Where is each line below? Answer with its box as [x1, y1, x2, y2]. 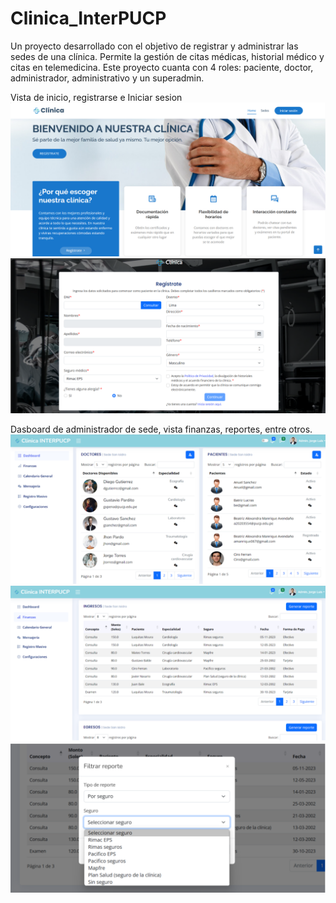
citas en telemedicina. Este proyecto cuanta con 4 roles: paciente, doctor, [10, 61, 314, 73]
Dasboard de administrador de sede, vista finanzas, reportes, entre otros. [10, 423, 313, 436]
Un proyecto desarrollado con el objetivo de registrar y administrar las [10, 40, 299, 52]
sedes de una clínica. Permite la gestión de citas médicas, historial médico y [10, 50, 325, 62]
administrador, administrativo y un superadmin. [10, 72, 205, 84]
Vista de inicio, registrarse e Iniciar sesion [10, 91, 183, 103]
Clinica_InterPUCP [10, 7, 167, 30]
